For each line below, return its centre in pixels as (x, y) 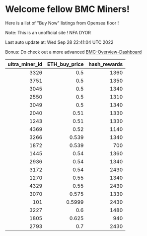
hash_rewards (106, 64)
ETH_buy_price (65, 64)
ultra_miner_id (25, 64)
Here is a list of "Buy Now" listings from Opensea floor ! (62, 23)
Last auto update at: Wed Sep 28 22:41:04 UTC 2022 (59, 42)
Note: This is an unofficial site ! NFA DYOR (48, 32)
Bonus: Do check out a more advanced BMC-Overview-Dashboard (73, 52)
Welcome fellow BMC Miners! (68, 9)
